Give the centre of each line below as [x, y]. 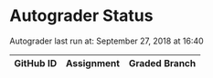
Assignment [93, 63]
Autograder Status [81, 16]
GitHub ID [36, 63]
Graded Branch [162, 63]
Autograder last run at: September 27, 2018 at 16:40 [106, 41]
